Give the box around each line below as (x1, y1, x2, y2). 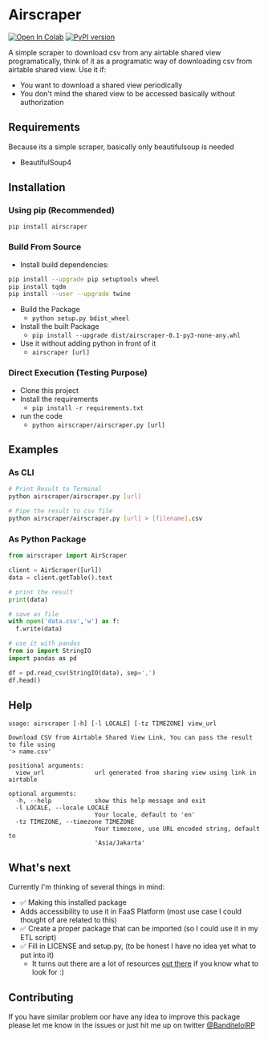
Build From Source (8, 241, 82, 253)
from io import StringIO (8, 647, 91, 655)
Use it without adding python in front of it (19, 339, 156, 348)
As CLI (8, 467, 35, 478)
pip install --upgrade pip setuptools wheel (8, 275, 160, 283)
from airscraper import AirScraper (8, 552, 128, 560)
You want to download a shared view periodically (19, 80, 183, 90)
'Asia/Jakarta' (94, 839, 146, 847)
